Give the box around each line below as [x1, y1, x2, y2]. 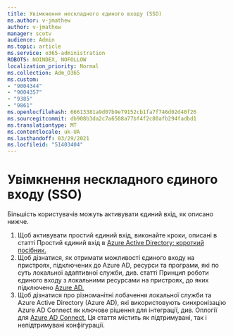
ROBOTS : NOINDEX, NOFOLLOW [7, 56, 87, 63]
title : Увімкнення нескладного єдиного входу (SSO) [7, 10, 162, 18]
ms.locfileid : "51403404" [7, 142, 83, 149]
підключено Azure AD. [17, 283, 84, 292]
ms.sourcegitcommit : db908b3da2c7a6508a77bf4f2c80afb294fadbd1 [7, 115, 197, 122]
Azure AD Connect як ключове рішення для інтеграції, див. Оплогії [17, 306, 218, 314]
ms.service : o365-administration [7, 50, 106, 57]
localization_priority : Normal [7, 63, 99, 70]
